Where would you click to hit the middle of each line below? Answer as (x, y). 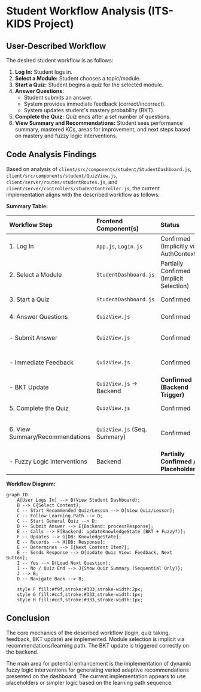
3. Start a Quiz (29, 299)
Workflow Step (31, 224)
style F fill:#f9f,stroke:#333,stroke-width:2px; (80, 589)
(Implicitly (174, 246)
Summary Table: (27, 206)
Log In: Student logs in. (44, 72)
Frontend (110, 221)
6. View (20, 429)
